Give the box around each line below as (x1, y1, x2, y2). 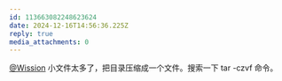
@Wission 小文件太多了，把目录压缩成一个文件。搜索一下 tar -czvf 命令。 (9, 63, 278, 73)
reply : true (9, 29, 53, 38)
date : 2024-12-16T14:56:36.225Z (9, 21, 129, 30)
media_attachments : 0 (9, 37, 90, 47)
